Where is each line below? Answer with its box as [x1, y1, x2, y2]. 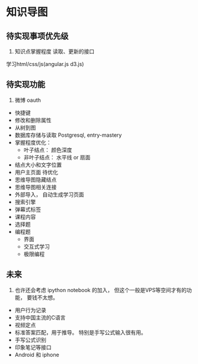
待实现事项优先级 [6, 31, 69, 41]
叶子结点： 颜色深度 [23, 146, 72, 153]
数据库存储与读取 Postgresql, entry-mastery [14, 131, 122, 139]
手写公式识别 [14, 336, 46, 343]
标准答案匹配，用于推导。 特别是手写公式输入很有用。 [14, 328, 146, 336]
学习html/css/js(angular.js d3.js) [6, 61, 84, 67]
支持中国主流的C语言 [14, 313, 66, 321]
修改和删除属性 [14, 117, 52, 124]
